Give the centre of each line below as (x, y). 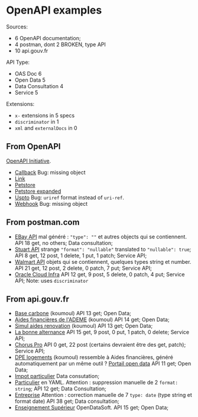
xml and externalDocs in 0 (46, 128)
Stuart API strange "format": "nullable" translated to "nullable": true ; (103, 249)
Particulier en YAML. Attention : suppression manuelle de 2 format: (96, 383)
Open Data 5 (30, 80)
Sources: (17, 27)
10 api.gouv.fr (31, 50)
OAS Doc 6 (28, 73)
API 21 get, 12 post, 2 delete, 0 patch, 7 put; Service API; (83, 268)
